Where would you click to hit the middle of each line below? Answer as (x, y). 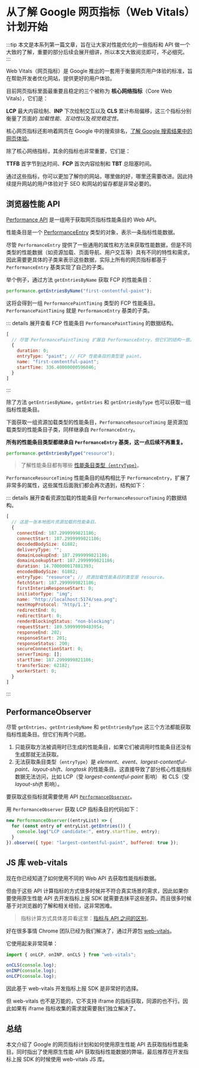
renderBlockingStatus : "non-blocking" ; (66, 621)
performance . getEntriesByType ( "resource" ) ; (61, 453)
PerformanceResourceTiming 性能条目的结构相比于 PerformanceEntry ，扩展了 (98, 478)
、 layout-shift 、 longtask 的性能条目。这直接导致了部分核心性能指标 (110, 770)
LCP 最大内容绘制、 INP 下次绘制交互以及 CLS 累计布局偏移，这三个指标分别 (99, 111)
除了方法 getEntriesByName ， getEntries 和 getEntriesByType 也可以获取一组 (99, 402)
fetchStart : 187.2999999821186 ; (57, 583)
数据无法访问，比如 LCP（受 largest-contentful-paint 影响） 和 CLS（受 (102, 777)
